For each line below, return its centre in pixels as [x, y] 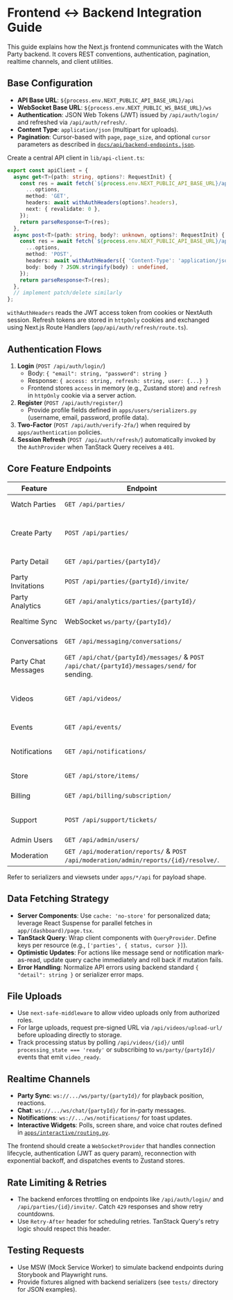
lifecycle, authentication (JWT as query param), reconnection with [102, 1154]
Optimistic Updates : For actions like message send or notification [111, 952]
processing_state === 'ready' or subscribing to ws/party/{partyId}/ [116, 1050]
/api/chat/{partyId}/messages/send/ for [131, 665]
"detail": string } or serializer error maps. [80, 974]
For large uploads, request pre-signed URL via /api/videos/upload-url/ [120, 1027]
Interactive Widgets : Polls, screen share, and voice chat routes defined [120, 1125]
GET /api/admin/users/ [102, 840]
